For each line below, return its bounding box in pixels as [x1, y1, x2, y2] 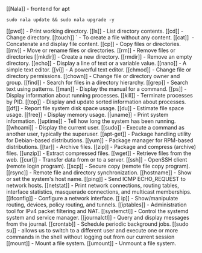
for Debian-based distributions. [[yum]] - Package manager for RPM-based [6, 137, 194, 144]
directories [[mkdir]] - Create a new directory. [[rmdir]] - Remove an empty [6, 53, 192, 60]
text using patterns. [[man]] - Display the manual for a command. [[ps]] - [6, 85, 187, 93]
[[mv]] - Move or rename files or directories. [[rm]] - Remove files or [6, 47, 176, 54]
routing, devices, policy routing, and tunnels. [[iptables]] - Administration [6, 201, 187, 208]
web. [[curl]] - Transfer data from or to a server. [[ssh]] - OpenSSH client [6, 156, 188, 163]
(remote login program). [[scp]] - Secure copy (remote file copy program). [6, 163, 191, 169]
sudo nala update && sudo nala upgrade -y [6, 17, 115, 23]
